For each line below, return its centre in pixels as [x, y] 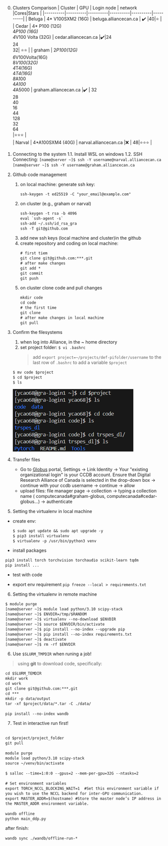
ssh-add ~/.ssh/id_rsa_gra [48, 223]
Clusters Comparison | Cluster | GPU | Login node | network [75, 8]
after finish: [17, 828]
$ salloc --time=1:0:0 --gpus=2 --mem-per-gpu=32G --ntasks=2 [72, 773]
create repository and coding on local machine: [69, 243]
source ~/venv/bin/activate [35, 763]
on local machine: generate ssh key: [58, 184]
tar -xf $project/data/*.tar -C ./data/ [48, 704]
